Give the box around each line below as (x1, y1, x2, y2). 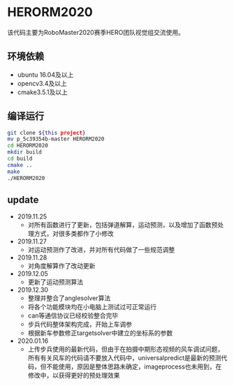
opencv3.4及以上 (17, 79, 68, 87)
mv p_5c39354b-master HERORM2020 (7, 135, 105, 143)
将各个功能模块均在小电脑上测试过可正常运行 (27, 303, 157, 311)
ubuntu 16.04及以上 (17, 70, 74, 79)
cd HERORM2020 (7, 142, 49, 149)
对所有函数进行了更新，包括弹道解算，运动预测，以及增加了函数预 (27, 221, 218, 229)
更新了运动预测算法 (27, 278, 84, 286)
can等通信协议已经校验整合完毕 (27, 311, 119, 320)
